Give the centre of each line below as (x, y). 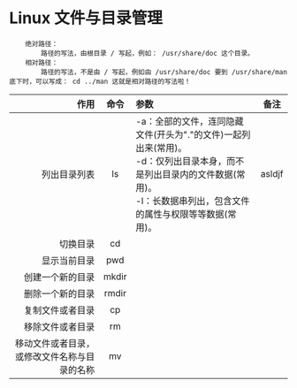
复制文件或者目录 (59, 310)
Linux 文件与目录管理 (86, 18)
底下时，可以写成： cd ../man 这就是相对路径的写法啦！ (100, 81)
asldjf (272, 173)
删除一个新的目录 (59, 293)
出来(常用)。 (161, 148)
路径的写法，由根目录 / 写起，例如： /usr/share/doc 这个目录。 (148, 53)
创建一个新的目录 (59, 277)
